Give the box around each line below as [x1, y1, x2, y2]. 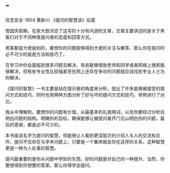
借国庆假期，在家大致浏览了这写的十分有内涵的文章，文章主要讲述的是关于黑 [5, 27, 165, 33]
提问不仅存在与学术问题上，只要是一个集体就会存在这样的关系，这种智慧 [14, 139, 165, 145]
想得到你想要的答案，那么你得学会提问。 [9, 162, 94, 168]
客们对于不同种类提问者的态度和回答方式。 [5, 34, 94, 40]
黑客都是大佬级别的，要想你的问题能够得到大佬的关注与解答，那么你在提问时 [5, 45, 165, 51]
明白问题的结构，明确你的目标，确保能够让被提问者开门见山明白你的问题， [5, 115, 160, 121]
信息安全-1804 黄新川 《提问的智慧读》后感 [5, 17, 96, 23]
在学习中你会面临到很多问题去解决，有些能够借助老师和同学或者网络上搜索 [5, 62, 160, 68]
